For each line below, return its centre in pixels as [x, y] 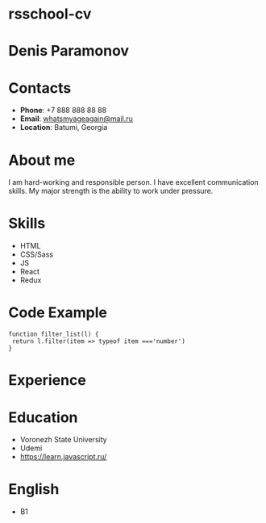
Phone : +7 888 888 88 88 [63, 111]
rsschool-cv [50, 14]
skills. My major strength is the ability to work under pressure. [111, 191]
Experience [47, 381]
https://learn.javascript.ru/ [63, 457]
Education [43, 417]
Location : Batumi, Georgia [64, 128]
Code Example [58, 313]
